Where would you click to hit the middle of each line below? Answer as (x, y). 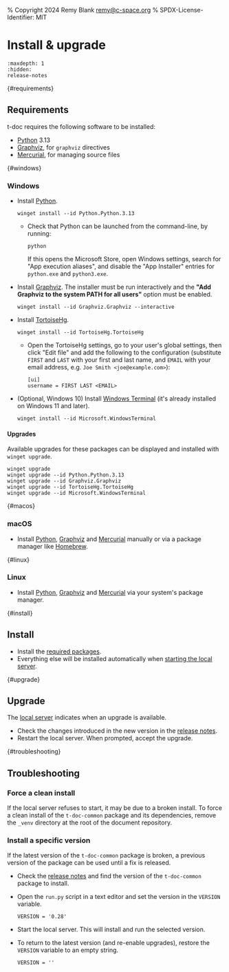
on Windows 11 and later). (53, 406)
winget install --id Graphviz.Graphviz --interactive (96, 307)
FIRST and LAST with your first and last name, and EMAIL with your (119, 360)
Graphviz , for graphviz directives (63, 147)
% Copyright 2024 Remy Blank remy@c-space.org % (83, 10)
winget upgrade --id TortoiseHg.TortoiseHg (70, 487)
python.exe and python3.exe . (68, 274)
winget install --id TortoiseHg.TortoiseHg (80, 333)
